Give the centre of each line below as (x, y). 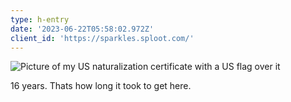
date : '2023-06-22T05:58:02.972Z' (82, 29)
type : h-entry (40, 19)
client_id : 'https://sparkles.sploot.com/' (102, 38)
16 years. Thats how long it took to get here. (101, 86)
